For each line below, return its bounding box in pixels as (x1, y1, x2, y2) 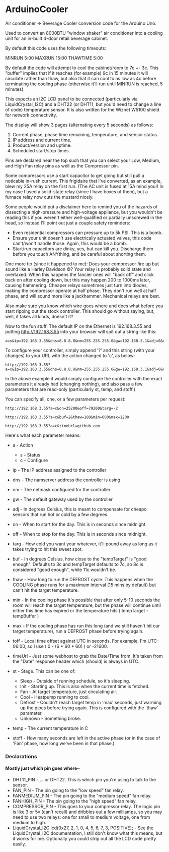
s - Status (20, 451, 41, 458)
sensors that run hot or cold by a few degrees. (12, 511, 109, 518)
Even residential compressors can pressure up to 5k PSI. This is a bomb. (12, 230, 163, 236)
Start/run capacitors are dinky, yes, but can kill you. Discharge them (12, 246, 153, 252)
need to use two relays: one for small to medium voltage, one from (12, 814, 150, 820)
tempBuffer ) (12, 613, 39, 619)
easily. (12, 841, 26, 847)
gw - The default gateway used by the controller (12, 496, 113, 502)
